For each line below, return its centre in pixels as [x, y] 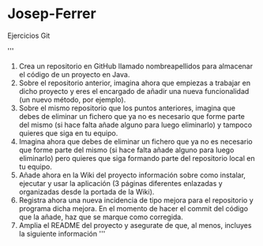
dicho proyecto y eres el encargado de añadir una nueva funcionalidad [134, 91]
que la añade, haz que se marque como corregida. [101, 217]
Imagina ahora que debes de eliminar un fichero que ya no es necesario [136, 141]
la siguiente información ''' [62, 233]
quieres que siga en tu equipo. [68, 133]
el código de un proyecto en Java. [74, 74]
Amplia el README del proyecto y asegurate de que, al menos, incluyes [135, 225]
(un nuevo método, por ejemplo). [72, 99]
